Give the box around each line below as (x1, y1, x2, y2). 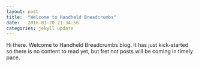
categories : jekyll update (6, 25, 74, 31)
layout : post (6, 8, 39, 15)
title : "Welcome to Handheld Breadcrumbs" (6, 14, 117, 20)
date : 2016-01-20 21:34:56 (6, 20, 79, 25)
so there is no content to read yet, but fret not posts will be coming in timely (6, 48, 194, 55)
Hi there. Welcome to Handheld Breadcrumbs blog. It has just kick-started (6, 42, 189, 49)
